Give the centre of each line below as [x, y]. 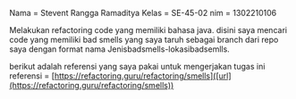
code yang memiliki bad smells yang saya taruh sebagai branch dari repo [144, 40]
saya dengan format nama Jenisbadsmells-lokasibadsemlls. [119, 49]
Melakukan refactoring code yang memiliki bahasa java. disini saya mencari [148, 30]
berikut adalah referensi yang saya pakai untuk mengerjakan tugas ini [137, 66]
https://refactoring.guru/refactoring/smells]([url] [143, 76]
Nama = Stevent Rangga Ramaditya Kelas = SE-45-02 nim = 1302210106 [143, 13]
